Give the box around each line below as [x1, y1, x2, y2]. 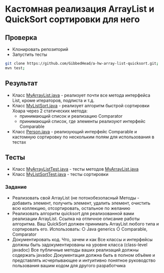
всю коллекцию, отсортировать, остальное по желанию [12, 205, 131, 211]
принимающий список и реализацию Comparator [19, 113, 123, 119]
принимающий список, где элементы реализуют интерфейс [19, 118, 146, 124]
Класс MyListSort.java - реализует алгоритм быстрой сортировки [12, 102, 150, 108]
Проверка [5, 33, 38, 42]
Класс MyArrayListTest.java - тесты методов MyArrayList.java [12, 166, 139, 172]
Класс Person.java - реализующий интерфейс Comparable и [12, 128, 137, 134]
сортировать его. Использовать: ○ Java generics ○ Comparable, [12, 226, 148, 232]
